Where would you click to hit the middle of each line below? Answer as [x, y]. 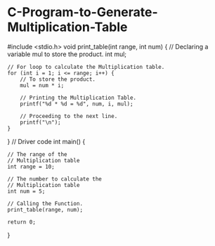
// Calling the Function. [45, 203]
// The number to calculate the [54, 179]
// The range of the [38, 154]
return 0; [22, 222]
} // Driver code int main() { [46, 141]
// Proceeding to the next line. [69, 116]
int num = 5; [26, 191]
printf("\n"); [40, 122]
